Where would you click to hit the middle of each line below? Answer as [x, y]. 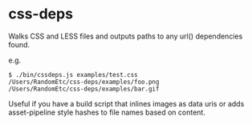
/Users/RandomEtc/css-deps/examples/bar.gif [84, 89]
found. [19, 44]
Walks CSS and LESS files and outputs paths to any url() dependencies [126, 36]
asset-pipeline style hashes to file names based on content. [107, 112]
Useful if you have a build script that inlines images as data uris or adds [126, 103]
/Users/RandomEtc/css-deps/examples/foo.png [84, 82]
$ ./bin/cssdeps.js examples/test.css [73, 75]
